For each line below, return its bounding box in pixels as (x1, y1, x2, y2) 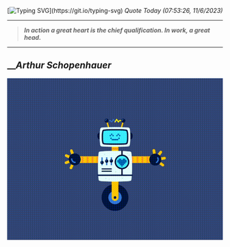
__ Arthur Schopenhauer (7, 60, 112, 71)
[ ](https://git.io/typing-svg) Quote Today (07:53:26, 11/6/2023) (7, 7, 223, 14)
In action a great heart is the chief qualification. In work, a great (23, 26, 210, 34)
